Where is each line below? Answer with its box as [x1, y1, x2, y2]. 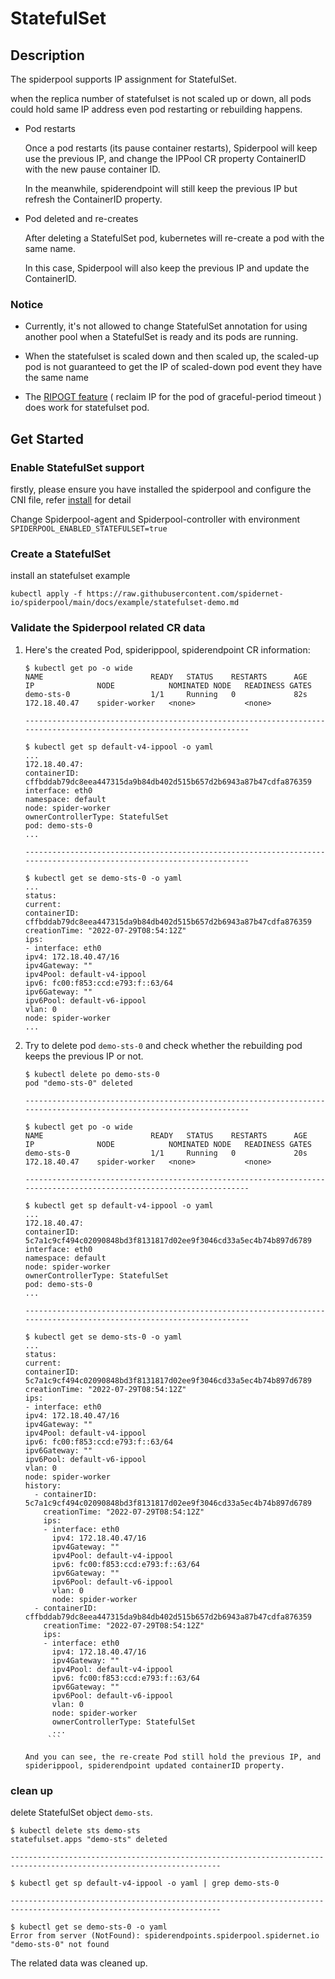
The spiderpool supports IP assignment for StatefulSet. [10, 73, 237, 85]
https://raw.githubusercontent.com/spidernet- [86, 589, 284, 599]
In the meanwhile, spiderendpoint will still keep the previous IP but [24, 183, 298, 194]
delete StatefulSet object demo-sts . [10, 1806, 153, 1818]
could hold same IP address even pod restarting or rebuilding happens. [10, 103, 303, 115]
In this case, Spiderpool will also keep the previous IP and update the [24, 262, 310, 274]
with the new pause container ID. [24, 163, 161, 175]
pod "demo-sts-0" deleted [24, 1078, 133, 1088]
